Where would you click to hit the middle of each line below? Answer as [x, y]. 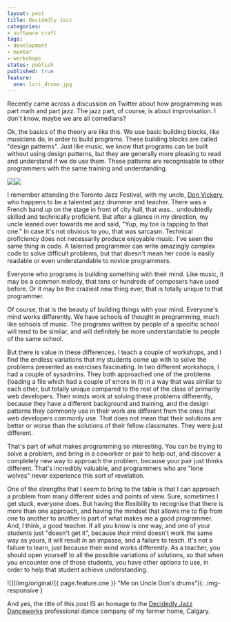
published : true [30, 71]
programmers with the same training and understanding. [87, 168]
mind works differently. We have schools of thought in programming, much [113, 317]
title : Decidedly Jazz [40, 20]
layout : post [26, 13]
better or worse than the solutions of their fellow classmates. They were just [115, 426]
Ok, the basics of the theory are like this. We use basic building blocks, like [113, 132]
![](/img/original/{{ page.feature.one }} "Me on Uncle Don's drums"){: [106, 583]
